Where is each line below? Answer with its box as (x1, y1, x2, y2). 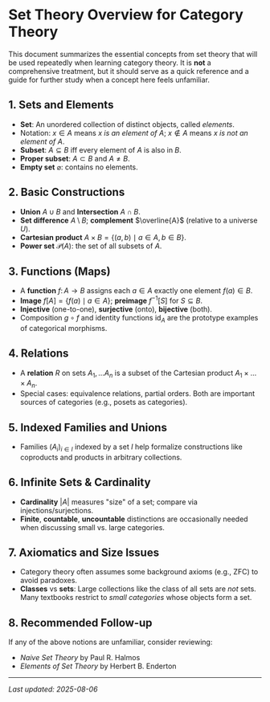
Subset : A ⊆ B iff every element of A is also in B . (19, 145, 182, 154)
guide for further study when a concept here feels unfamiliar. (8, 75, 211, 84)
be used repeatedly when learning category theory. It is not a (8, 58, 211, 67)
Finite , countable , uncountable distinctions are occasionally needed (19, 514, 248, 524)
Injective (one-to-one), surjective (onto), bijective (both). (19, 304, 213, 314)
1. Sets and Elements (8, 98, 114, 112)
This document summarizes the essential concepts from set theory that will (8, 49, 258, 59)
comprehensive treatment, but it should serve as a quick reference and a (8, 66, 249, 76)
